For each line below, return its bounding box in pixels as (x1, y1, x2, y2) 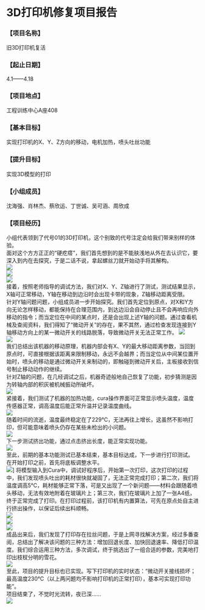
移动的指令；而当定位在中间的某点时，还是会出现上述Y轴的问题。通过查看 (6, 313, 192, 321)
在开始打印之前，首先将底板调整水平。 (6, 459, 103, 466)
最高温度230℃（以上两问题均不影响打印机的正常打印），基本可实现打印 (6, 575, 186, 582)
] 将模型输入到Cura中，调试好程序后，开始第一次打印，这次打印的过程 (12, 466, 189, 474)
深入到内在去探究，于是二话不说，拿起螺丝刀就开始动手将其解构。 (6, 257, 172, 264)
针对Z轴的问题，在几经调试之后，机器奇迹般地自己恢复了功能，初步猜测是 (6, 373, 192, 381)
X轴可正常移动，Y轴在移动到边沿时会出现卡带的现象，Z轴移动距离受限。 (6, 291, 188, 298)
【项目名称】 (6, 29, 45, 37)
